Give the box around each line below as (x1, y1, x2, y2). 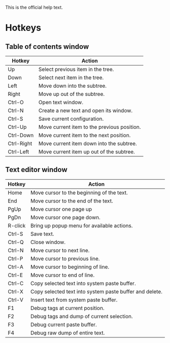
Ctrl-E (8, 271, 23, 279)
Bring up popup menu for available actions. (30, 222, 133, 229)
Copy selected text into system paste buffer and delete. (30, 288, 162, 295)
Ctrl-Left (8, 148, 29, 155)
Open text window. (38, 99, 84, 106)
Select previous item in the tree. (38, 66, 114, 73)
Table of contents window (5, 42, 89, 51)
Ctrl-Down (8, 132, 34, 139)
